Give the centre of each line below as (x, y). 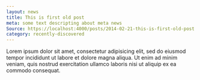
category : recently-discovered (45, 34)
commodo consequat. (33, 70)
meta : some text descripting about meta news (64, 23)
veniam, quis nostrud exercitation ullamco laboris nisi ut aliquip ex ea (91, 64)
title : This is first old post (45, 17)
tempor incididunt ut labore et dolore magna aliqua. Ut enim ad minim (92, 58)
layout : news (23, 12)
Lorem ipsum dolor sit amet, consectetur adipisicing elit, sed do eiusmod (96, 51)
